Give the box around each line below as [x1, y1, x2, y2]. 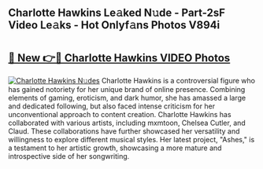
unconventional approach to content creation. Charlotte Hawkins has [8, 110, 232, 119]
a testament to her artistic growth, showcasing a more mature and [8, 143, 222, 152]
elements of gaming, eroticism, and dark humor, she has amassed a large [8, 94, 246, 102]
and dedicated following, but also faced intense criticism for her [8, 101, 215, 111]
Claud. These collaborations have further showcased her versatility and [8, 127, 240, 136]
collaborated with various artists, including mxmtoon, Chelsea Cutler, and [8, 118, 246, 127]
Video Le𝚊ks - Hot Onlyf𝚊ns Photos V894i [8, 19, 220, 32]
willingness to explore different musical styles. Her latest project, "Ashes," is [8, 135, 255, 144]
